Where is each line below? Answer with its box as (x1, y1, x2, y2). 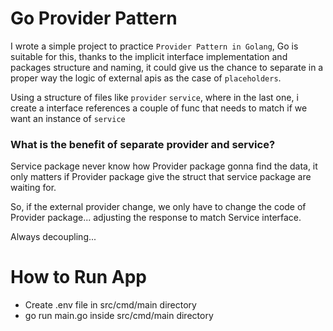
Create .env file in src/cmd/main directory (24, 299, 197, 311)
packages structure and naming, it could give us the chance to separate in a (10, 61, 324, 73)
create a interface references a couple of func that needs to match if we (10, 102, 308, 114)
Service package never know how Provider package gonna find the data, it (10, 160, 318, 172)
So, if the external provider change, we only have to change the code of (10, 201, 307, 213)
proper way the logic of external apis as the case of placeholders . (10, 72, 282, 84)
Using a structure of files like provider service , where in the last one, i (10, 91, 299, 103)
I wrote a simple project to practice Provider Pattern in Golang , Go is (10, 40, 299, 52)
